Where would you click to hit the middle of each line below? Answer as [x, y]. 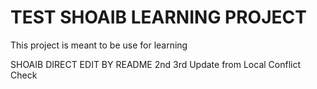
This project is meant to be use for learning [99, 45]
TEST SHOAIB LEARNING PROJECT [158, 17]
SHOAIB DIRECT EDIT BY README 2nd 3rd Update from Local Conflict [156, 64]
